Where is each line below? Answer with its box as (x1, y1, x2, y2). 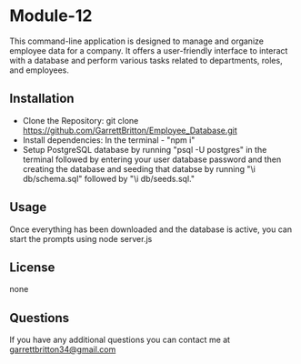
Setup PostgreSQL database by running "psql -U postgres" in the (22, 144, 267, 155)
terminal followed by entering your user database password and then (22, 154, 282, 165)
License (9, 259, 55, 275)
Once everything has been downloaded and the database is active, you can (9, 224, 293, 235)
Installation (9, 91, 75, 106)
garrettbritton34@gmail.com (9, 344, 116, 355)
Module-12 (9, 5, 93, 26)
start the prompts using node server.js (9, 233, 153, 244)
